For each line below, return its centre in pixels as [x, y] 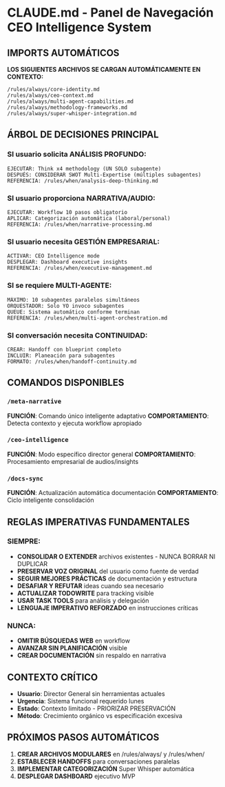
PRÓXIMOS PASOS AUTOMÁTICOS [83, 738]
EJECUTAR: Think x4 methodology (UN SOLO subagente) [84, 168]
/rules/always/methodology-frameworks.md [67, 108]
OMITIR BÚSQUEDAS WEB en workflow [74, 641]
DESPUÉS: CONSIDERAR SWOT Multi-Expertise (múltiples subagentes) [104, 175]
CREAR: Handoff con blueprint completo [64, 349]
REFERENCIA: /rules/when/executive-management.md [80, 268]
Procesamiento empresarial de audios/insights [73, 461]
